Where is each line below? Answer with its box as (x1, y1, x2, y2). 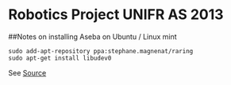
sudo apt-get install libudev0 (8, 54, 112, 62)
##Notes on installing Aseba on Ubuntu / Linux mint (8, 32, 177, 41)
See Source (8, 68, 47, 77)
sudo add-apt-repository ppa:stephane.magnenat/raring (8, 47, 194, 55)
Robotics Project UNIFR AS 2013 (8, 6, 224, 24)
